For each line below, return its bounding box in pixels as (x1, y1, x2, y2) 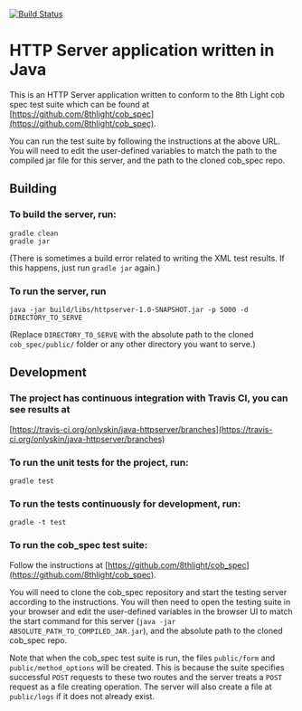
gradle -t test (9, 518, 67, 527)
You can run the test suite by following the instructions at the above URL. (9, 136, 280, 147)
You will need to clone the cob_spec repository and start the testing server (9, 586, 288, 597)
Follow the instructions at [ (9, 559, 109, 570)
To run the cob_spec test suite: (9, 539, 148, 552)
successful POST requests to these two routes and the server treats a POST (9, 671, 283, 682)
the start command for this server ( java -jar (9, 615, 176, 626)
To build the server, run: (9, 208, 117, 221)
